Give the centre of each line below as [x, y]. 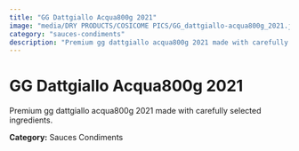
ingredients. [31, 120]
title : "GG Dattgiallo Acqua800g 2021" [83, 17]
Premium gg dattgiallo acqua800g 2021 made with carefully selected [135, 111]
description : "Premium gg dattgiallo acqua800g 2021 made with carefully [149, 42]
